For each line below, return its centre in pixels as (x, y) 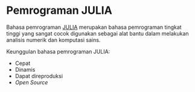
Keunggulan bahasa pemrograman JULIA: (58, 51)
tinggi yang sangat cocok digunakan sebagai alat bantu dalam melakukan (97, 33)
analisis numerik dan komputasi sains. (53, 40)
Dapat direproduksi (39, 76)
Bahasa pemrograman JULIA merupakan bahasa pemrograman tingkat (94, 27)
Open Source (31, 82)
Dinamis (25, 69)
